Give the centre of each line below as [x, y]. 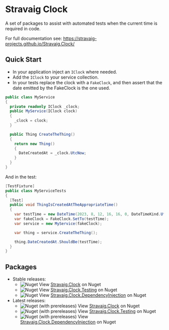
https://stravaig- [80, 38]
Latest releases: [29, 301]
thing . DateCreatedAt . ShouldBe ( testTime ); [58, 242]
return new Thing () [35, 144]
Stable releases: [29, 279]
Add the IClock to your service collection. [56, 77]
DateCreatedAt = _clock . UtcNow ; [52, 153]
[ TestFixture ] [20, 186]
